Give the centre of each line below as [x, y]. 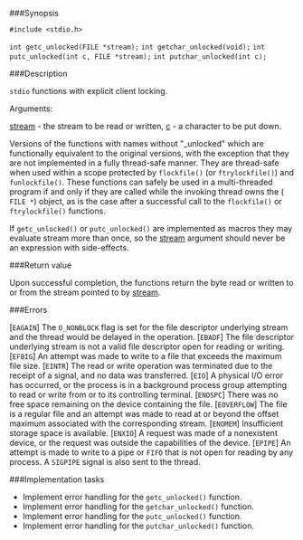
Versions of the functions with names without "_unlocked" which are [137, 143]
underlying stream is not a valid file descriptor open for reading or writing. [147, 346]
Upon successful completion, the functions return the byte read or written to [151, 283]
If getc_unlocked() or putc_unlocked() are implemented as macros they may [151, 228]
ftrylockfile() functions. [57, 211]
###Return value [41, 265]
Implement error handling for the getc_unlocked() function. [132, 497]
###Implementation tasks [57, 479]
